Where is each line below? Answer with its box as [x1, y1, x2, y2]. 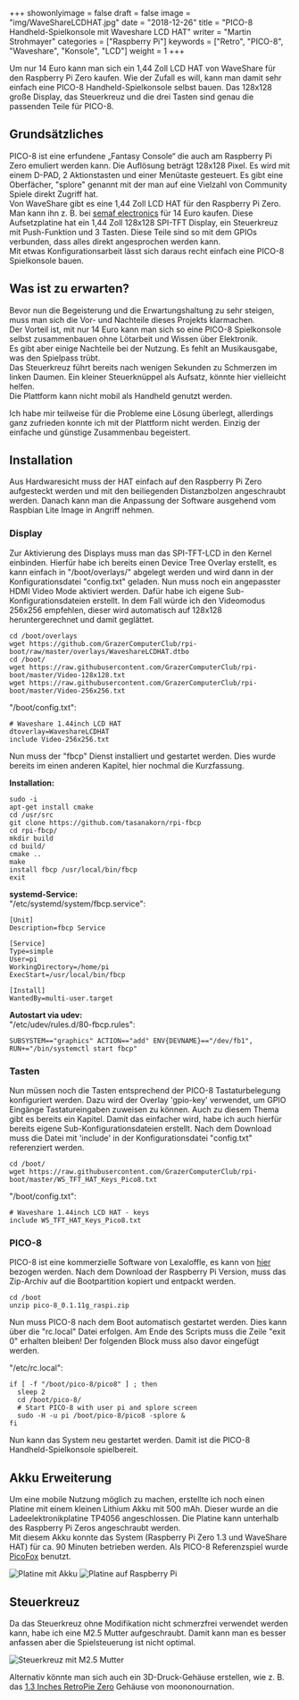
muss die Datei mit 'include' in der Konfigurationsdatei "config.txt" [9, 1133, 253, 1143]
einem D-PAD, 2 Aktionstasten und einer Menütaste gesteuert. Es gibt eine [9, 169, 284, 180]
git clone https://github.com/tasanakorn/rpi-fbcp [9, 818, 202, 827]
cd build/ [9, 841, 46, 851]
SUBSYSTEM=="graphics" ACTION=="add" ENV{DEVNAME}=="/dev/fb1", [9, 1036, 253, 1045]
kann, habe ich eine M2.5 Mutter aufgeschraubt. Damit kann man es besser [9, 1628, 287, 1638]
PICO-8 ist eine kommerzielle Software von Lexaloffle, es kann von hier [9, 1257, 271, 1268]
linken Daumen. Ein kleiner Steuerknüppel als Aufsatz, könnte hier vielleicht [9, 371, 287, 382]
